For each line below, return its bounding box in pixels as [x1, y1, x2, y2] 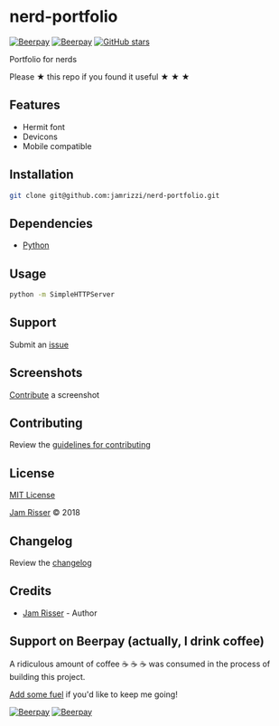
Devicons [22, 131, 59, 142]
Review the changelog [9, 558, 92, 568]
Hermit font [22, 121, 66, 132]
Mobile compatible [22, 140, 92, 151]
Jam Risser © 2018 [9, 507, 81, 518]
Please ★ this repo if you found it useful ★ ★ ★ [9, 71, 191, 82]
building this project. [9, 671, 86, 682]
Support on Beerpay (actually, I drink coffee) [9, 634, 265, 649]
